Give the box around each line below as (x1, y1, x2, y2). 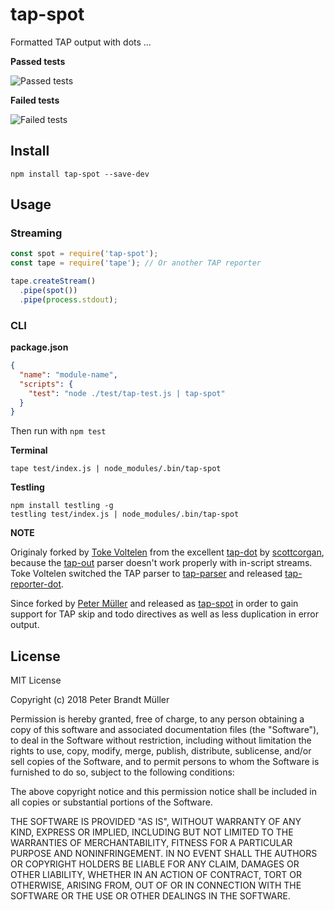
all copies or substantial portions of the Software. (10, 796, 213, 808)
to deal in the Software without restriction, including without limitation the (10, 734, 312, 747)
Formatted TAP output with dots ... (10, 36, 152, 48)
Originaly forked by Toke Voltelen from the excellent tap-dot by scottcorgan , (10, 546, 325, 558)
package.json (10, 341, 69, 353)
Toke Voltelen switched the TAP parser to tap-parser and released (10, 568, 283, 580)
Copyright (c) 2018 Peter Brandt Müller (10, 694, 170, 706)
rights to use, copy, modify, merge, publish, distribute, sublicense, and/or (10, 745, 312, 757)
